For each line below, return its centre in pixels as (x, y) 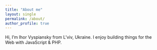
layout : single (21, 14)
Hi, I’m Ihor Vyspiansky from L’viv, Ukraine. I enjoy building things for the (78, 37)
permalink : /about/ (25, 19)
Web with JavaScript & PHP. (34, 43)
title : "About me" (24, 10)
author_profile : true (27, 23)
